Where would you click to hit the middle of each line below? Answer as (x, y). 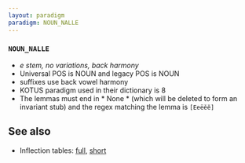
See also (29, 131)
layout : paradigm (37, 15)
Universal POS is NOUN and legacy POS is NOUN (99, 73)
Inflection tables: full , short (63, 150)
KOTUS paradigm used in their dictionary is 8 (93, 90)
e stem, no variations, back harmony (79, 65)
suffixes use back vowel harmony (74, 81)
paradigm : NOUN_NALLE (44, 23)
